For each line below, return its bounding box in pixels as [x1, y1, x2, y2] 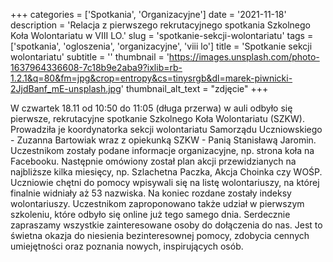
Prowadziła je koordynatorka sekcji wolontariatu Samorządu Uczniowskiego [10, 124, 323, 135]
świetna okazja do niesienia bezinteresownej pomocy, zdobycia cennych [10, 230, 310, 241]
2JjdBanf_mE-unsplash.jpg [10, 83, 122, 94]
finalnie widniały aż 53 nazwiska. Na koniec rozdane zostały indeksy [10, 187, 292, 199]
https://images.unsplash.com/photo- [168, 51, 320, 63]
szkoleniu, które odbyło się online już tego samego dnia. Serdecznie [10, 209, 291, 220]
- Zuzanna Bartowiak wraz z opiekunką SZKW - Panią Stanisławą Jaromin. [10, 134, 317, 146]
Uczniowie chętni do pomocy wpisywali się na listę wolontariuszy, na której [10, 177, 320, 188]
